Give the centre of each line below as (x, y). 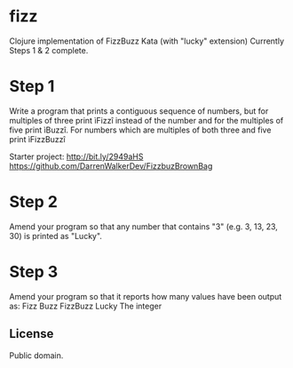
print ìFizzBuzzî (37, 139)
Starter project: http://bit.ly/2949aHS (76, 156)
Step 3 (34, 272)
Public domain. (36, 355)
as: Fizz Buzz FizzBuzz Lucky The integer (86, 306)
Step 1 (32, 87)
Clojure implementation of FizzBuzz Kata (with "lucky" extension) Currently (147, 41)
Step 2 (33, 202)
